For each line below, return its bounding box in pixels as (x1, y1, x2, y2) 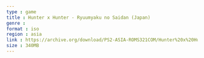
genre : (6, 20, 26, 26)
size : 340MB (6, 43, 39, 49)
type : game (6, 8, 36, 15)
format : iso (6, 25, 39, 32)
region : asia (6, 31, 42, 37)
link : (6, 37, 23, 43)
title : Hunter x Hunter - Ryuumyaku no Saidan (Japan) (6, 14, 151, 21)
